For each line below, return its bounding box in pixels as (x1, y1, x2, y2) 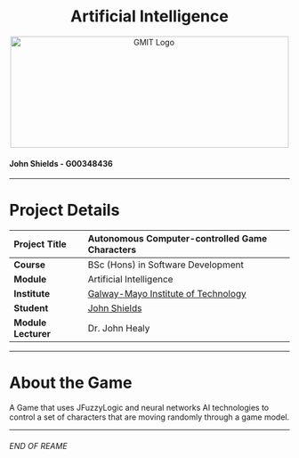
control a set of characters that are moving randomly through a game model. (9, 412, 290, 422)
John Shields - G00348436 (9, 158, 113, 168)
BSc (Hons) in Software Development (87, 258, 245, 271)
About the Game (9, 372, 133, 393)
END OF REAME (9, 440, 69, 451)
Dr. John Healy (87, 323, 150, 335)
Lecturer (13, 328, 51, 340)
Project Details (9, 200, 120, 220)
